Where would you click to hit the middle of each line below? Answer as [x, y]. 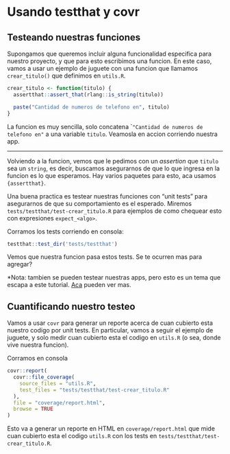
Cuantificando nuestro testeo [71, 306]
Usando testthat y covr [74, 12]
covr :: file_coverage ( [44, 377]
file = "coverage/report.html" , [60, 402]
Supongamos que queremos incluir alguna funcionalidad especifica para [110, 54]
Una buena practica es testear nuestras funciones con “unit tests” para [107, 196]
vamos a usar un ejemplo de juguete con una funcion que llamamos [103, 68]
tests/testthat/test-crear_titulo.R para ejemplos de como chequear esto [115, 211]
